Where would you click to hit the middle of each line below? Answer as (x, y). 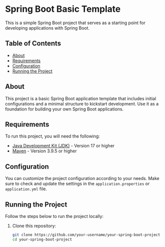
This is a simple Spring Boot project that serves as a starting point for (75, 23)
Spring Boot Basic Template (63, 9)
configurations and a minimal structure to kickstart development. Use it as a (82, 104)
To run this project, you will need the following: (52, 136)
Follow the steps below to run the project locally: (54, 216)
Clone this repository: (34, 226)
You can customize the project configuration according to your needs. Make (82, 178)
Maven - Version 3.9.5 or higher (45, 151)
